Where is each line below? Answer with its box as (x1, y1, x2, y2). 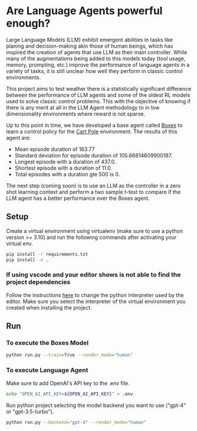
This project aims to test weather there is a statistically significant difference (6, 85, 192, 92)
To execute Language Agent (6, 366, 88, 374)
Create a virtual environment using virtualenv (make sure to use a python (6, 227, 183, 234)
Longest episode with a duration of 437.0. (14, 158, 116, 165)
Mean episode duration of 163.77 (14, 146, 96, 153)
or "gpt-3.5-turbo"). (6, 408, 54, 415)
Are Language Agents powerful (6, 4, 163, 18)
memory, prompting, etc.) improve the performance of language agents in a (6, 61, 190, 68)
